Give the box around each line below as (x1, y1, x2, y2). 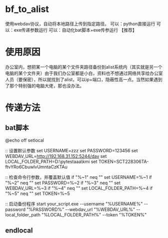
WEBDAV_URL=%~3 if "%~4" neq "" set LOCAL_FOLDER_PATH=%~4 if (5, 185, 153, 191)
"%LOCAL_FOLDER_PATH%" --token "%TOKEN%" (41, 211, 147, 217)
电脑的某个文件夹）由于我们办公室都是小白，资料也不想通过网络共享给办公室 (5, 70, 163, 76)
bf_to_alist (5, 4, 49, 15)
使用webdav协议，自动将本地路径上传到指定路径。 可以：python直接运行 (5, 21, 155, 27)
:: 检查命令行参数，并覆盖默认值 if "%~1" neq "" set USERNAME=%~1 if (5, 174, 152, 180)
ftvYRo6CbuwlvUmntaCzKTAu (5, 164, 67, 170)
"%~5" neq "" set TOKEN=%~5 (5, 190, 70, 196)
